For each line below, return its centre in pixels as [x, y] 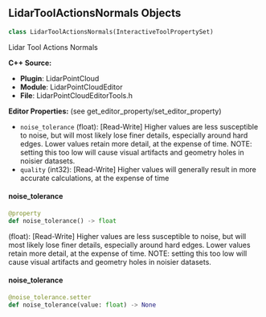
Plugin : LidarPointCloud [59, 78]
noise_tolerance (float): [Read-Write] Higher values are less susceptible [139, 126]
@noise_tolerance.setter [50, 297]
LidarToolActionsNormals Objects [95, 13]
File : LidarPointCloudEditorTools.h [76, 95]
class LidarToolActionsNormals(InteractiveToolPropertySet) [111, 31]
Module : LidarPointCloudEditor [71, 87]
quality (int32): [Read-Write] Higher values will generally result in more [138, 169]
